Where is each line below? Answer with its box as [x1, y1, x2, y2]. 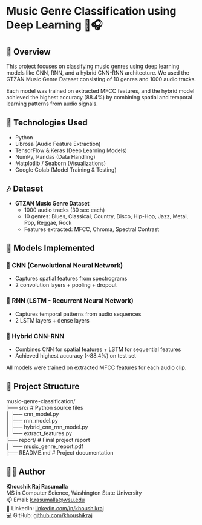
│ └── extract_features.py [6, 429, 73, 437]
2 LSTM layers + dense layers [15, 316, 90, 324]
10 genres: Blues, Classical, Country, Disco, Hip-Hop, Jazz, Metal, [24, 212, 189, 219]
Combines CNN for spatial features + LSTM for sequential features [15, 346, 181, 353]
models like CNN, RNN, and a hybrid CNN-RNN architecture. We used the [6, 69, 189, 76]
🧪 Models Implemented [6, 243, 95, 253]
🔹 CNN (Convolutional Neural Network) [6, 261, 123, 269]
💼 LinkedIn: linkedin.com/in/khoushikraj [6, 504, 104, 512]
